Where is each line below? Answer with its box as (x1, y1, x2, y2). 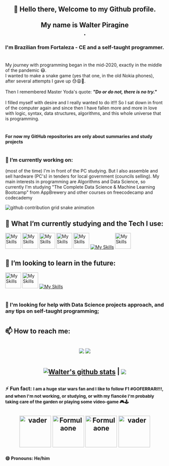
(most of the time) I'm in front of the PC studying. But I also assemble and (5, 168, 158, 174)
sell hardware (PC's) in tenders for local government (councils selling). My (5, 173, 160, 180)
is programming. (5, 115, 39, 121)
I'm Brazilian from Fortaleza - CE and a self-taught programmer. (5, 44, 164, 51)
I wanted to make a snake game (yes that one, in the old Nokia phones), (5, 72, 154, 78)
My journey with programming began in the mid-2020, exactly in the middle (5, 62, 162, 68)
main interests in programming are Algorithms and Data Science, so (5, 179, 146, 185)
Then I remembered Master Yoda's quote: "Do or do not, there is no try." (5, 89, 157, 95)
